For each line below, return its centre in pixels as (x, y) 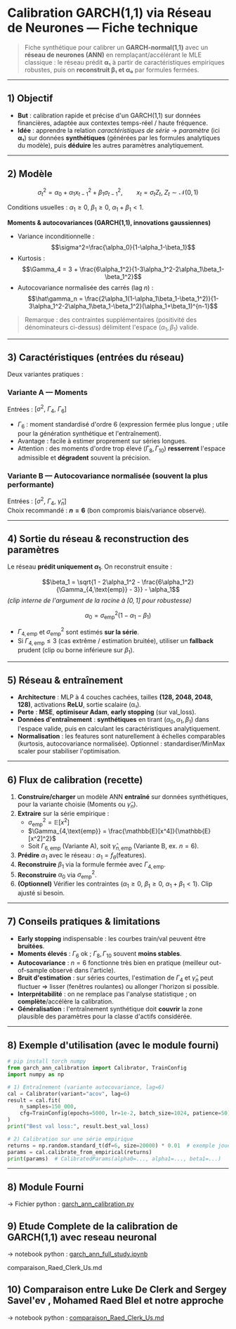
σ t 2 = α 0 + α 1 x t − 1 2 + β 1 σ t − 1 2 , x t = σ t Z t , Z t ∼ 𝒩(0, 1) (118, 192)
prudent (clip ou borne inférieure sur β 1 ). (76, 650)
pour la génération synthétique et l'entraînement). (89, 433)
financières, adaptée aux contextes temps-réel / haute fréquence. (113, 123)
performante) (31, 484)
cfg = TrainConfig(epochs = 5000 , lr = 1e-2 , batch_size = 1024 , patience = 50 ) (125, 1113)
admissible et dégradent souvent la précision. (84, 458)
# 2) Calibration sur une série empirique (70, 1139)
